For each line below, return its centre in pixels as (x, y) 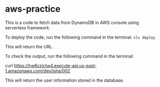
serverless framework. (28, 27)
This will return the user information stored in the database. (65, 80)
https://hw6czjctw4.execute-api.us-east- (55, 65)
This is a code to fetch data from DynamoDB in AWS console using (72, 22)
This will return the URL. (29, 46)
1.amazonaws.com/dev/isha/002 (38, 71)
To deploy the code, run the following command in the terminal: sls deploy (80, 37)
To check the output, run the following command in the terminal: (70, 56)
